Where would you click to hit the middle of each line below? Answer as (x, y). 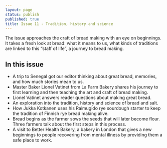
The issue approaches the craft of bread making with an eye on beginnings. (83, 38)
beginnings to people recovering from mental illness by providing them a (87, 135)
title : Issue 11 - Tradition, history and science (59, 24)
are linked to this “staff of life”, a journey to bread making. (65, 48)
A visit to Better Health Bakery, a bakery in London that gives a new (82, 129)
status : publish (22, 14)
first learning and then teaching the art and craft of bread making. (80, 92)
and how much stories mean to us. (48, 82)
